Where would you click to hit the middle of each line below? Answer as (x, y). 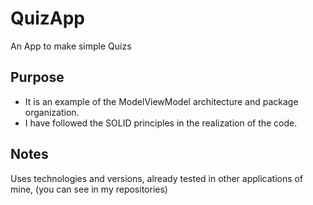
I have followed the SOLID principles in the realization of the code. (161, 123)
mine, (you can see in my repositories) (89, 189)
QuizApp (48, 18)
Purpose (37, 77)
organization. (52, 112)
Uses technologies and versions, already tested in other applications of (157, 178)
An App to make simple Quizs (71, 46)
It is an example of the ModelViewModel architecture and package (161, 101)
